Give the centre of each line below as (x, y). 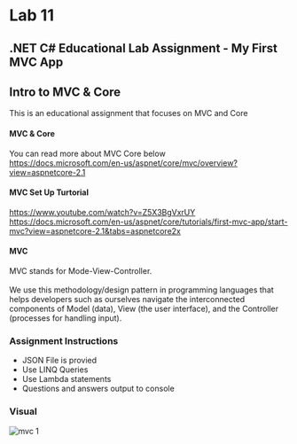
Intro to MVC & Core (65, 92)
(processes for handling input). (66, 318)
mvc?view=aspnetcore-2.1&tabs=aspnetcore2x (95, 230)
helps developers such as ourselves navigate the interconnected (127, 299)
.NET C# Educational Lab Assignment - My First (143, 48)
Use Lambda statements (66, 379)
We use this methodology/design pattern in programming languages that (142, 290)
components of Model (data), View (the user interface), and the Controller (144, 308)
